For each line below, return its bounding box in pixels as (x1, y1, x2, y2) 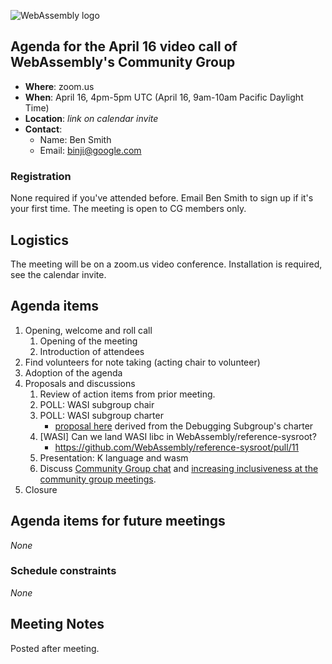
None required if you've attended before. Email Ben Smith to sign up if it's (10, 192, 314, 204)
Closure (24, 483, 58, 495)
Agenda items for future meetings (10, 513, 226, 530)
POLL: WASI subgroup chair (39, 398, 155, 410)
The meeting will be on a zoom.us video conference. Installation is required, (10, 258, 323, 270)
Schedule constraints (10, 564, 117, 578)
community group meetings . (39, 473, 157, 485)
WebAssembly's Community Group (10, 54, 236, 71)
